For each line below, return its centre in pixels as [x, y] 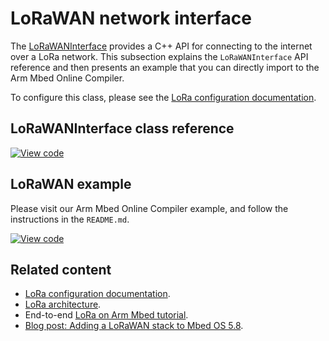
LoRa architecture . [63, 304]
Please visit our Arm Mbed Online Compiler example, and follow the [149, 208]
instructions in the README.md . [70, 219]
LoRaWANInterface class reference [122, 128]
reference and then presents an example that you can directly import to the [165, 67]
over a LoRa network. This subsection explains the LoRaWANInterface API [159, 56]
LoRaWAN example [71, 184]
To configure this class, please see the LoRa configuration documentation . [163, 97]
